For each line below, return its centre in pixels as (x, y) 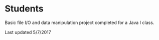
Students (24, 9)
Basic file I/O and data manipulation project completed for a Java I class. (79, 22)
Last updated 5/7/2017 (28, 32)
